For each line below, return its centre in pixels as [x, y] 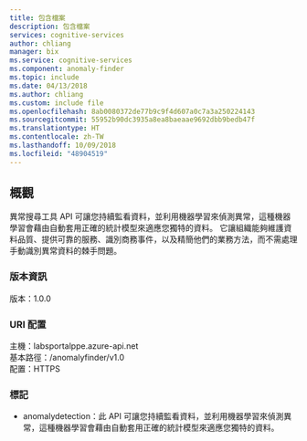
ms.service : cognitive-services [71, 60]
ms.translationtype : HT [55, 129]
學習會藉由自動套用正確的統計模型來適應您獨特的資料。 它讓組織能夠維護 [147, 228]
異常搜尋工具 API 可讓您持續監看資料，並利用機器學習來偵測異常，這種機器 [150, 216]
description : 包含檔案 [50, 26]
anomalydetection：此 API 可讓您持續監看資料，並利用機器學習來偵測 [153, 416]
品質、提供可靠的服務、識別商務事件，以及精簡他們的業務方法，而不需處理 [157, 239]
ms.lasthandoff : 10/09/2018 [63, 145]
